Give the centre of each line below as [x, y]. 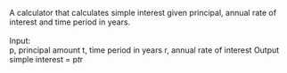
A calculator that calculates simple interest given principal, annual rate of [143, 13]
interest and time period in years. [70, 22]
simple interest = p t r [46, 59]
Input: [20, 40]
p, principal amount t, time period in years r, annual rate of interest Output [144, 50]
